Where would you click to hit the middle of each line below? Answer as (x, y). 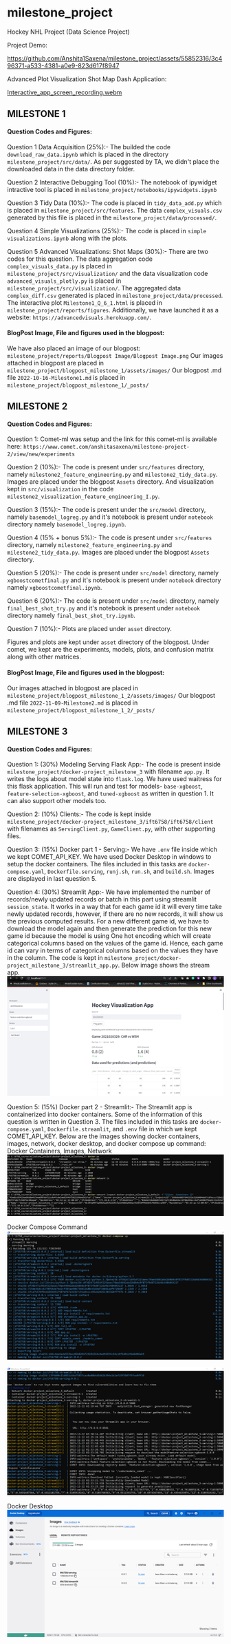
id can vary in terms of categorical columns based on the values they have (113, 950)
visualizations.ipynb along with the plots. (68, 238)
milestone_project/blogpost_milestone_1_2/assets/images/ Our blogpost (111, 695)
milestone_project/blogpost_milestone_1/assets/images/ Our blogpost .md (114, 370)
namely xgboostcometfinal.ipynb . (55, 588)
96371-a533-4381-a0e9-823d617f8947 (63, 65)
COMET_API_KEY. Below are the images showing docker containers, (104, 1136)
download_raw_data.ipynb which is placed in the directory (88, 154)
